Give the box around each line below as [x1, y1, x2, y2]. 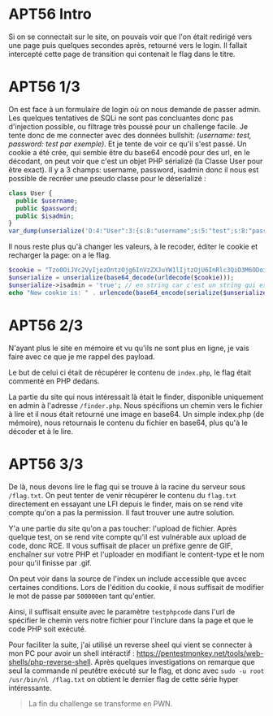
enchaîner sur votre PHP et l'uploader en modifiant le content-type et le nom [8, 549, 265, 559]
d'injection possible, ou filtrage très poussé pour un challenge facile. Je [8, 121, 249, 131]
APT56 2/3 [8, 316, 84, 334]
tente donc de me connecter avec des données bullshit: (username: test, [8, 130, 252, 140]
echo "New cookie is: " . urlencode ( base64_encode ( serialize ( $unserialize [8, 289, 267, 297]
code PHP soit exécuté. [8, 623, 87, 634]
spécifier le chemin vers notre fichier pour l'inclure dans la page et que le [8, 615, 253, 625]
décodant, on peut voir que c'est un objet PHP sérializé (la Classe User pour [8, 156, 263, 166]
